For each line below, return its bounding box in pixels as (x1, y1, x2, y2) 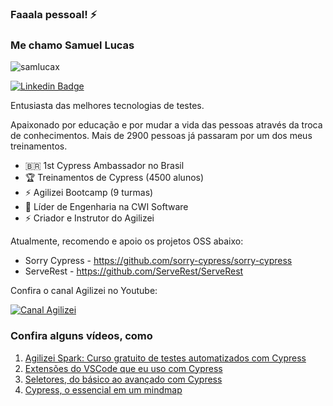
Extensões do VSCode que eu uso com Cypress (24, 362, 223, 374)
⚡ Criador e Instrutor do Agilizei (24, 212, 155, 224)
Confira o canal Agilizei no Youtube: (10, 285, 158, 297)
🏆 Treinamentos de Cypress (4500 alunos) (24, 172, 205, 184)
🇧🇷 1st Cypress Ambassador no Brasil (24, 160, 185, 172)
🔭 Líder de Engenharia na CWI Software (24, 201, 189, 213)
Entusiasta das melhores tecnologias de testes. (10, 100, 205, 112)
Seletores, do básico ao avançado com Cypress (24, 373, 223, 385)
